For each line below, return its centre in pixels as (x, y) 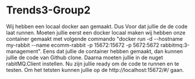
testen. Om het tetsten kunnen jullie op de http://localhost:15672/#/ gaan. (95, 70)
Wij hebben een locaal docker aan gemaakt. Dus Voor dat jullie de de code (97, 26)
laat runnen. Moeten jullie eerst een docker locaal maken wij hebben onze (96, 32)
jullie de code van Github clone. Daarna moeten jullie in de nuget (85, 57)
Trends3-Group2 (48, 10)
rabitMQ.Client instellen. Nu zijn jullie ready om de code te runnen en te (93, 63)
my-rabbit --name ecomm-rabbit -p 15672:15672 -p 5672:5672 (83, 45)
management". (24, 51)
